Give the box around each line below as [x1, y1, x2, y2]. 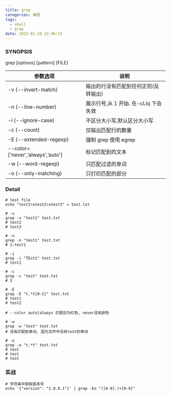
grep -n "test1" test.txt [5, 238, 60, 243]
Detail [5, 186, 20, 193]
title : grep [5, 7, 31, 13]
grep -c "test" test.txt [5, 273, 58, 278]
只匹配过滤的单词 [85, 160, 127, 168]
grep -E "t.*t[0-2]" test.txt [5, 291, 70, 296]
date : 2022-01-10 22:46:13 [5, 31, 63, 36]
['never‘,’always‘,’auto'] [8, 151, 63, 158]
